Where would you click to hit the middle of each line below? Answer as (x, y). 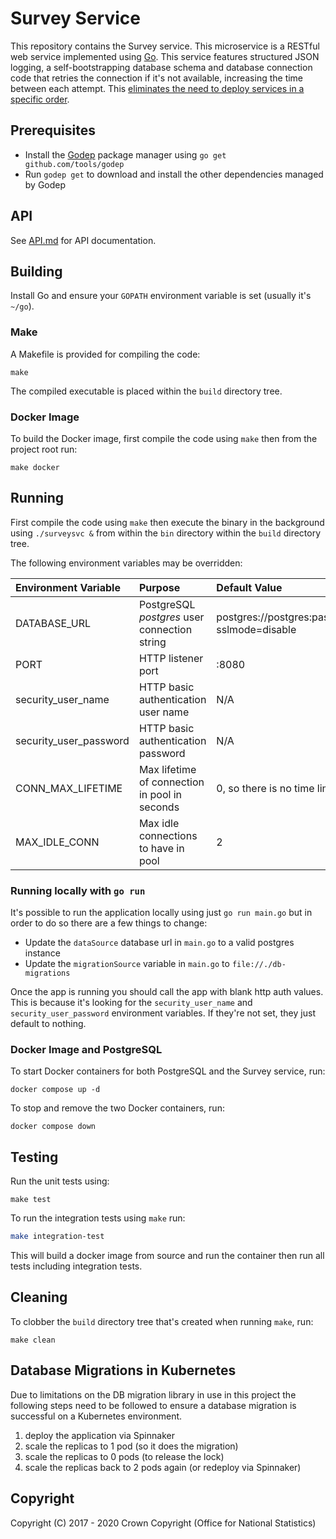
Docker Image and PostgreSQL (86, 1049)
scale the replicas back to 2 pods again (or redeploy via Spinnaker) (163, 1467)
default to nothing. (48, 1024)
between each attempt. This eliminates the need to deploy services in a (157, 88)
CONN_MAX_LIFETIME (69, 788)
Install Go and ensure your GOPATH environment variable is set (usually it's (161, 296)
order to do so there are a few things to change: (109, 923)
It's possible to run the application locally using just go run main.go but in (161, 913)
